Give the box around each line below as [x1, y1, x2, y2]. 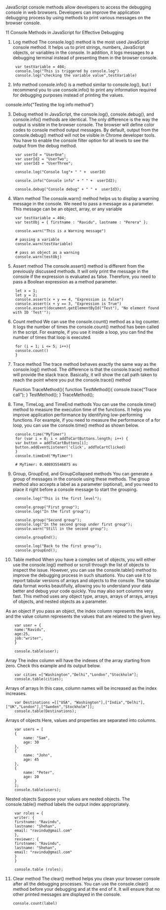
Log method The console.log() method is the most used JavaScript [12, 39, 149, 45]
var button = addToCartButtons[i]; [15, 440, 88, 445]
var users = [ [14, 727, 43, 732]
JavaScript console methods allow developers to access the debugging [5, 4, 151, 10]
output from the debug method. [12, 143, 77, 149]
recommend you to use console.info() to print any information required [12, 87, 157, 93]
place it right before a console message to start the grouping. [12, 486, 138, 492]
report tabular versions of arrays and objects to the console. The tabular [12, 578, 160, 583]
